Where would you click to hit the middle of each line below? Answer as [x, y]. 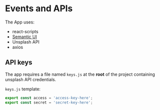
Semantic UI [24, 37]
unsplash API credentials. [31, 79]
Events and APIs [39, 9]
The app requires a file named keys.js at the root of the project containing [80, 74]
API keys [19, 62]
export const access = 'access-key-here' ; [49, 98]
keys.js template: [23, 89]
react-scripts [25, 31]
